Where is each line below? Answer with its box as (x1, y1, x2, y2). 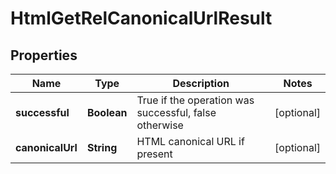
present (136, 147, 173, 161)
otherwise (136, 118, 184, 132)
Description (172, 77, 230, 90)
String (86, 141, 118, 154)
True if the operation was (136, 93, 255, 107)
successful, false (136, 106, 217, 119)
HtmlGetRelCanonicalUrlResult (10, 7, 273, 30)
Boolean (86, 106, 128, 119)
